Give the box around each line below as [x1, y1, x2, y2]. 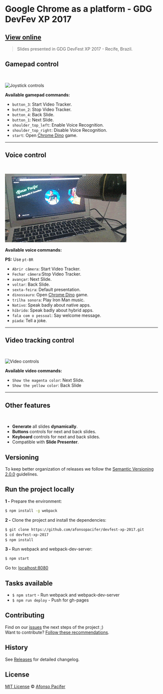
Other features [5, 401, 50, 409]
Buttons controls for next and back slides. [12, 429, 97, 435]
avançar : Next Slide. [12, 276, 52, 282]
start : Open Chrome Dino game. [12, 132, 78, 138]
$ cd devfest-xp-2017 [5, 532, 49, 537]
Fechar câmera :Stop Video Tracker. [12, 271, 81, 277]
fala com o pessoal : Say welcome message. [12, 312, 101, 318]
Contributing [5, 611, 45, 620]
